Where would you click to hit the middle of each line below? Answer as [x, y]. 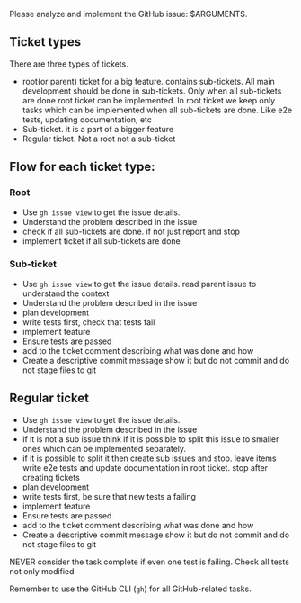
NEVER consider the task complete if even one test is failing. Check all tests [150, 562]
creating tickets [51, 477]
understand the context [66, 293]
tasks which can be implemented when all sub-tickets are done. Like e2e [157, 110]
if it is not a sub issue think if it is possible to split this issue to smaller [150, 439]
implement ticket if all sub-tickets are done [102, 241]
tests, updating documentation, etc [87, 119]
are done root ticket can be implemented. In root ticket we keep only [149, 100]
